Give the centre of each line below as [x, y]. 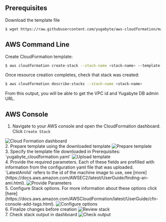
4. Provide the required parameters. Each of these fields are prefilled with [80, 162]
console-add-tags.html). [30, 204]
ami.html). [15, 183]
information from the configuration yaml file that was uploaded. [69, 167]
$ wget [12, 29]
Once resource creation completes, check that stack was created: [72, 75]
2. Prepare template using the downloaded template [58, 146]
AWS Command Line [37, 45]
